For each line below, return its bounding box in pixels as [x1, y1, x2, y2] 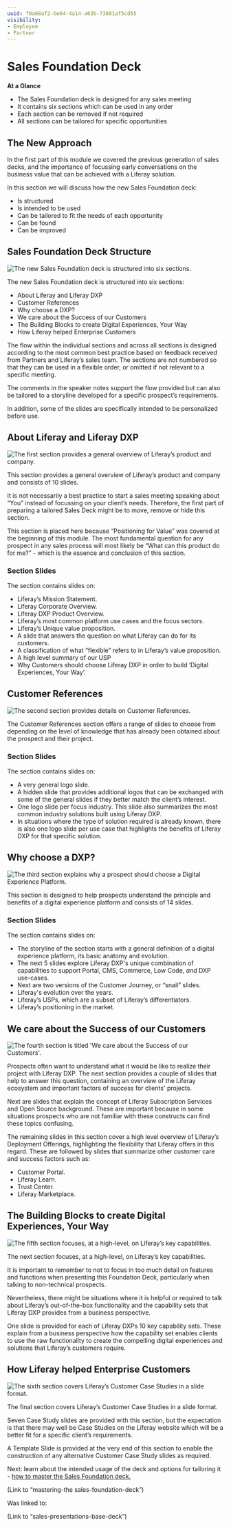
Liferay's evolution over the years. [16, 989, 113, 997]
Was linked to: [7, 1499, 47, 1507]
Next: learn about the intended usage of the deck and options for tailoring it [7, 1464, 221, 1473]
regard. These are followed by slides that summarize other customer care [7, 1147, 215, 1155]
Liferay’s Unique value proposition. [16, 624, 115, 632]
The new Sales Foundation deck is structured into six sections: [7, 277, 184, 286]
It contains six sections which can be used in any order [16, 103, 173, 111]
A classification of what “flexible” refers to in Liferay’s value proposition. [16, 646, 221, 654]
